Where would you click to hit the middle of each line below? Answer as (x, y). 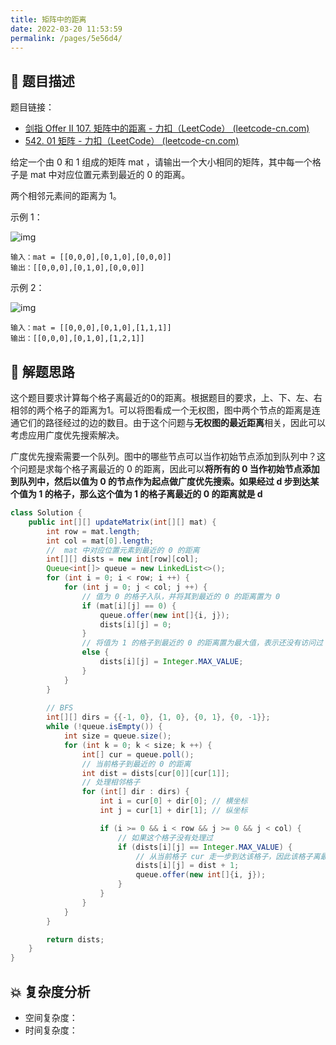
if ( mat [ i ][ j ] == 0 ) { (129, 606)
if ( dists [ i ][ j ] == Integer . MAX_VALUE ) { (205, 847)
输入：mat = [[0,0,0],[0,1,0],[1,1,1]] (91, 328)
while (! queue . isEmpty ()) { (104, 727)
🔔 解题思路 (42, 371)
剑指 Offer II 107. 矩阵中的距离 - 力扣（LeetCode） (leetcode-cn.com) (167, 128)
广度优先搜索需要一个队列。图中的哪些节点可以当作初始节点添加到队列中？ (163, 456)
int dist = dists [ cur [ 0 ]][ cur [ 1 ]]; (155, 773)
